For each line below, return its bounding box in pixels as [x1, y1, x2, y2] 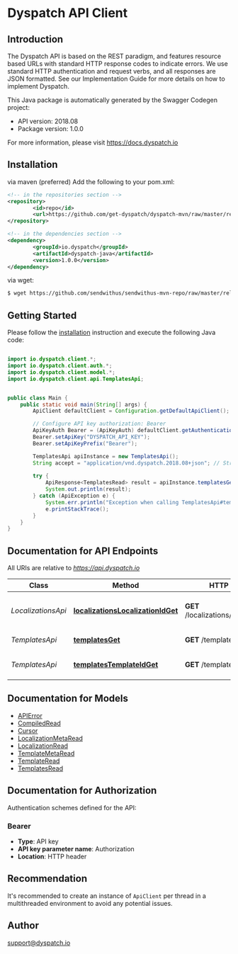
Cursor [17, 726, 38, 734]
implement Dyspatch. [7, 82, 69, 90]
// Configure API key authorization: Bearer [33, 420, 166, 428]
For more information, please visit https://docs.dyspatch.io [7, 138, 178, 147]
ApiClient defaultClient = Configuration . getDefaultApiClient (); [33, 407, 230, 415]
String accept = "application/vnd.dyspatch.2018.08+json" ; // [33, 459, 220, 467]
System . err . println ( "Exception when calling [45, 499, 179, 506]
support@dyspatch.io [7, 938, 71, 947]
